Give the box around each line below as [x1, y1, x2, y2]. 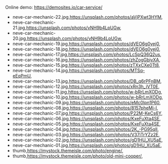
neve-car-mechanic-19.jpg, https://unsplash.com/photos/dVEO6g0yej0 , [12, 41, 160, 47]
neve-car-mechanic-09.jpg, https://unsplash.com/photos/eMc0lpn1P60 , [12, 100, 161, 105]
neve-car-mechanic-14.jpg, [12, 67, 69, 73]
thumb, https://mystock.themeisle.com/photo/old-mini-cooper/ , [12, 153, 143, 159]
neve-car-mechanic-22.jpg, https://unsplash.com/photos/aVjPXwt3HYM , [12, 14, 163, 20]
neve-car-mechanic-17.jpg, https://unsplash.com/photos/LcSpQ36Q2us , [12, 51, 162, 57]
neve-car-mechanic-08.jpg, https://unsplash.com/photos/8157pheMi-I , [12, 105, 158, 111]
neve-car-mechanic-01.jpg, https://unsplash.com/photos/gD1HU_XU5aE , [12, 142, 162, 148]
